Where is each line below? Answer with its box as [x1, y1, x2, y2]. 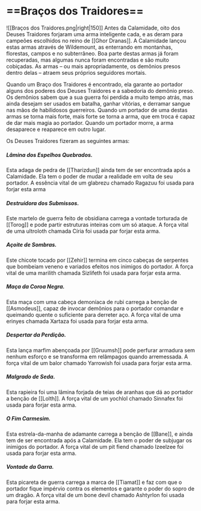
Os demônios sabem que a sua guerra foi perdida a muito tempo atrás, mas [6, 94, 194, 101]
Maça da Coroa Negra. [6, 283, 65, 290]
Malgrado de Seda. [6, 373, 55, 381]
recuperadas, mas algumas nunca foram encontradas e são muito [6, 56, 170, 63]
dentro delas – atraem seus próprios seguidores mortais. [6, 69, 147, 76]
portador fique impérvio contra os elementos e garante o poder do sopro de [6, 484, 194, 492]
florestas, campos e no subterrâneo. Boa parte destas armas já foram [6, 49, 179, 57]
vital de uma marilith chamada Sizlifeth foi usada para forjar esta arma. [6, 269, 182, 276]
